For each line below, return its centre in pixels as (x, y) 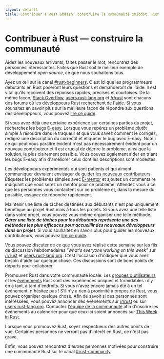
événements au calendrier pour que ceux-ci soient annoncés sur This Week (81, 312)
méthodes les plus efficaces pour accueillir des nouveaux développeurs (80, 225)
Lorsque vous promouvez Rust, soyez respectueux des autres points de (77, 327)
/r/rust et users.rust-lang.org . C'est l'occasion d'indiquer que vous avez (77, 256)
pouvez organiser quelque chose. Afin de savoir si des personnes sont (76, 296)
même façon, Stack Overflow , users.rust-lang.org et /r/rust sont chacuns (78, 98)
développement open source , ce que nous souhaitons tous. (65, 73)
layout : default (21, 10)
